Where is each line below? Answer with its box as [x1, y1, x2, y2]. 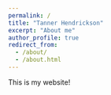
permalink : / [8, 11, 51, 20]
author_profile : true [8, 33, 80, 42]
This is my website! [8, 77, 71, 87]
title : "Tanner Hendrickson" [8, 19, 104, 27]
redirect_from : [8, 41, 58, 49]
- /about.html [15, 56, 61, 64]
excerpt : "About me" [8, 26, 76, 34]
